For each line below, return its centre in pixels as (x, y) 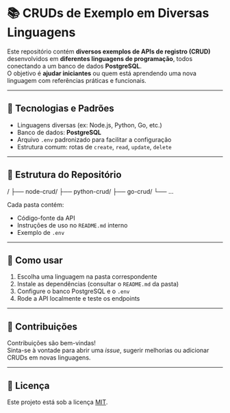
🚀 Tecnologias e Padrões (61, 109)
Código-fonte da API (46, 218)
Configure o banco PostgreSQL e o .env (73, 291)
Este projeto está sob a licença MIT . (57, 402)
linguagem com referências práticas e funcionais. (77, 80)
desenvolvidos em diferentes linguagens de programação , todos (100, 58)
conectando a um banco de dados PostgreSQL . (75, 66)
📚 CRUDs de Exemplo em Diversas (108, 13)
